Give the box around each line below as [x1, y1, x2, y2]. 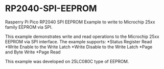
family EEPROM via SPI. [5, 24, 53, 30]
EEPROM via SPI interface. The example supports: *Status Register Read [5, 38, 152, 44]
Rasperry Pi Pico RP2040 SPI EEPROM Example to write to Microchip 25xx [5, 19, 155, 25]
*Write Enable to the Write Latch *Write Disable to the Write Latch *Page [5, 44, 153, 50]
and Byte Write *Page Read [5, 49, 61, 55]
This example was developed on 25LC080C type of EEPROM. [5, 58, 129, 64]
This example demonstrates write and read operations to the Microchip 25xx [5, 34, 160, 39]
